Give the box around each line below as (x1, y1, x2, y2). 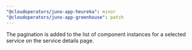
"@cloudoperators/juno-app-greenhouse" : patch (6, 14, 124, 20)
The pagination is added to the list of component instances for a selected (6, 30, 186, 37)
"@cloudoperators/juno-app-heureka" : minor (6, 8, 116, 15)
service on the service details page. (6, 37, 94, 44)
